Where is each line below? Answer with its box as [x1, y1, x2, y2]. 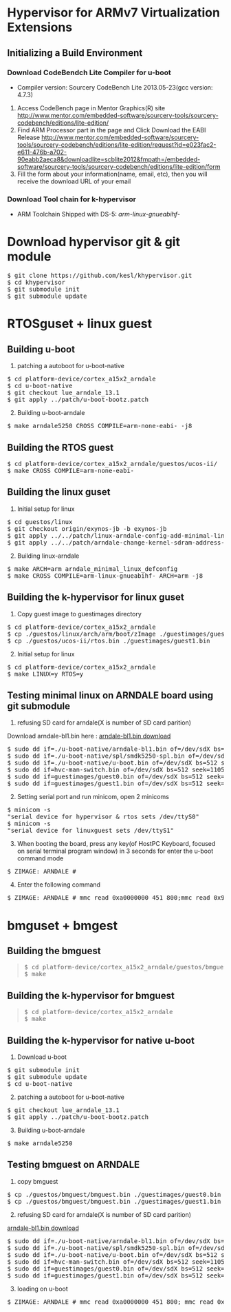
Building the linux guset [7, 486, 111, 498]
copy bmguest [16, 1177, 58, 1185]
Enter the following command [16, 880, 101, 889]
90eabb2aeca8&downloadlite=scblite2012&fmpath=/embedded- [16, 155, 201, 163]
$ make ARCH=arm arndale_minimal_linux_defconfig [7, 565, 178, 573]
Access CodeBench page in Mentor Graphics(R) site [16, 103, 166, 112]
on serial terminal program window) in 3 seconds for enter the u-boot [16, 847, 214, 856]
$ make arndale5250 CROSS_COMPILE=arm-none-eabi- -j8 [7, 422, 192, 430]
